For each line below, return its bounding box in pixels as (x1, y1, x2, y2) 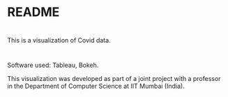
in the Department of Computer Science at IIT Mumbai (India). (7, 82, 185, 90)
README (7, 4, 60, 20)
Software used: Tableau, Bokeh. (7, 61, 99, 69)
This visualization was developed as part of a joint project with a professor (7, 74, 221, 82)
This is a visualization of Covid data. (7, 36, 111, 45)
